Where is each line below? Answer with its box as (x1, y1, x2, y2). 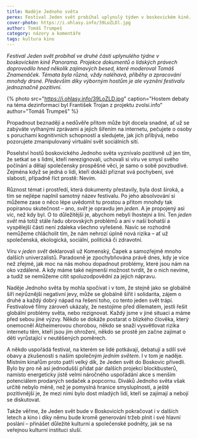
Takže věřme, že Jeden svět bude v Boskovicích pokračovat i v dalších (6, 408, 179, 414)
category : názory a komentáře (6, 31, 81, 37)
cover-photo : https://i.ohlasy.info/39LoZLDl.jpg (6, 19, 131, 25)
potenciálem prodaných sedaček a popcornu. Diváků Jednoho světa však (6, 378, 186, 384)
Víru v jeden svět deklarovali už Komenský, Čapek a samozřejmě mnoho (6, 248, 181, 255)
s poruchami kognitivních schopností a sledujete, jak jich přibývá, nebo (6, 132, 179, 139)
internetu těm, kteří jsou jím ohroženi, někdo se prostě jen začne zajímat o (6, 329, 186, 335)
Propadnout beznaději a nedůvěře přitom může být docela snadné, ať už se (6, 119, 190, 126)
